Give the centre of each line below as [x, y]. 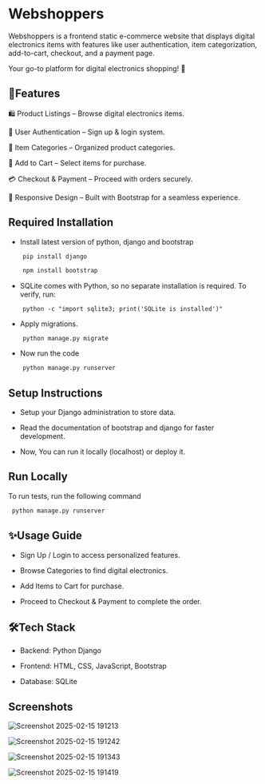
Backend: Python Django [61, 651]
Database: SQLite [48, 682]
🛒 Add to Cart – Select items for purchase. [77, 163]
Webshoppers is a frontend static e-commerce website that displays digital [132, 36]
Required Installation [61, 223]
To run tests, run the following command [75, 495]
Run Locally [38, 477]
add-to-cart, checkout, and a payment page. [82, 53]
